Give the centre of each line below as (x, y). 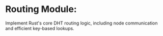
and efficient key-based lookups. (40, 28)
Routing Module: (41, 9)
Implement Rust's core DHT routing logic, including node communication (81, 23)
